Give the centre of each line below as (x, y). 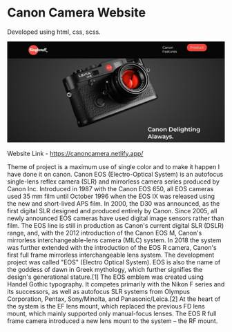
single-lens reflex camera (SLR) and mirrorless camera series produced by (113, 182)
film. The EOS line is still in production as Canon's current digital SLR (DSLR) (116, 225)
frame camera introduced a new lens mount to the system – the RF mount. (113, 321)
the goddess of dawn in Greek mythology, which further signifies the (105, 269)
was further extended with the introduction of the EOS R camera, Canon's (112, 247)
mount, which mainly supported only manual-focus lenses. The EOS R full (112, 313)
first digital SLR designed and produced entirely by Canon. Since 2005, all (112, 211)
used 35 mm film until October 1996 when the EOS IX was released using (111, 196)
